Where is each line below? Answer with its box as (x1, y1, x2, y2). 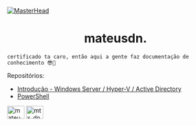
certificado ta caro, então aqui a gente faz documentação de (7, 53, 189, 60)
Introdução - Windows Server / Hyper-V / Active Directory (17, 85, 182, 93)
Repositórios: (7, 71, 45, 79)
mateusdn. (83, 31, 147, 46)
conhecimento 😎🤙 (7, 59, 56, 66)
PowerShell (17, 92, 50, 100)
